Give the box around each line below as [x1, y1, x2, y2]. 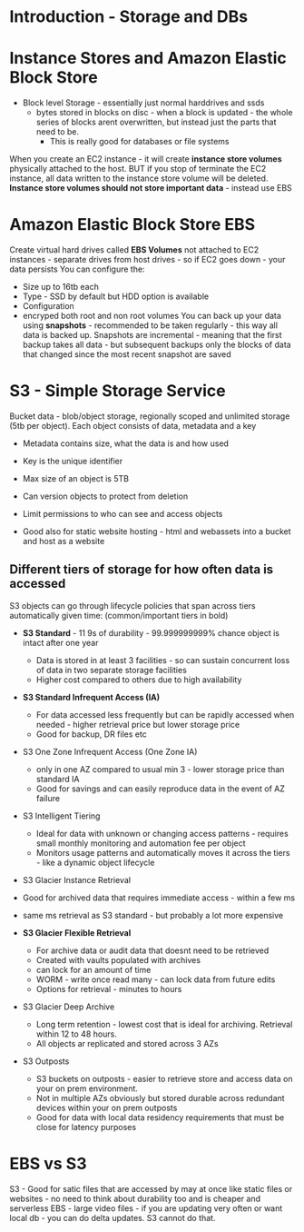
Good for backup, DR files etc [35, 729, 147, 740]
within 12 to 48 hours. [35, 1028, 118, 1039]
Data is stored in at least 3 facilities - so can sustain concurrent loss [35, 654, 290, 665]
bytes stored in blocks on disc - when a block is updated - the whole [35, 107, 293, 118]
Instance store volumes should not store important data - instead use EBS [9, 183, 292, 194]
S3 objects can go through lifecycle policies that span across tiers [9, 600, 256, 611]
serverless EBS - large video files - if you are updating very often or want [9, 1202, 283, 1214]
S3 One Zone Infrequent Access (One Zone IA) [22, 746, 198, 757]
